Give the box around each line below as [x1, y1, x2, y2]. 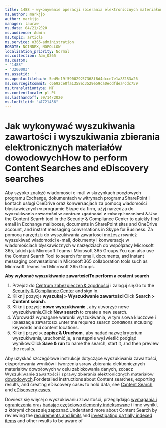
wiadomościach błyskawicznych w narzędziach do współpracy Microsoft [5, 242, 154, 248]
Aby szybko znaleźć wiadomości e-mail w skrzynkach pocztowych [5, 190, 142, 196]
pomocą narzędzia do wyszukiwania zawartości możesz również [5, 232, 137, 238]
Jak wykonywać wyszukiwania [5, 121, 135, 132]
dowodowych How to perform [5, 152, 128, 163]
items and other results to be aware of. [5, 418, 84, 424]
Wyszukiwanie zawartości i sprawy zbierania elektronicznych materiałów [5, 371, 154, 377]
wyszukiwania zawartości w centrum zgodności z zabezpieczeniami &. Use [5, 211, 158, 217]
